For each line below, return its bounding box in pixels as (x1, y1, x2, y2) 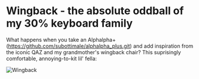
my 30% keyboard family (6, 17, 133, 30)
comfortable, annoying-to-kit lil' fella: (6, 55, 97, 62)
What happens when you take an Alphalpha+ (6, 36, 116, 43)
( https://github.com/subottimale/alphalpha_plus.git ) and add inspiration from (6, 42, 194, 50)
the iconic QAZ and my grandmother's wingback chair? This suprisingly (6, 48, 181, 55)
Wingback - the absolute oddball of (6, 4, 184, 18)
